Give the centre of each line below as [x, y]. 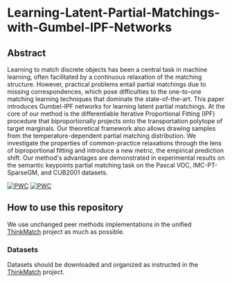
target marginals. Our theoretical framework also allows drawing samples [111, 128]
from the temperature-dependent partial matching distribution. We [101, 136]
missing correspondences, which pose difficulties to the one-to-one [105, 92]
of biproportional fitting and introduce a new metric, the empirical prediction [115, 150]
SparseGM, [23, 172]
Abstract [27, 53]
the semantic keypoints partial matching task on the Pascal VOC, [99, 165]
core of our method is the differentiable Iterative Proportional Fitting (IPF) [111, 113]
